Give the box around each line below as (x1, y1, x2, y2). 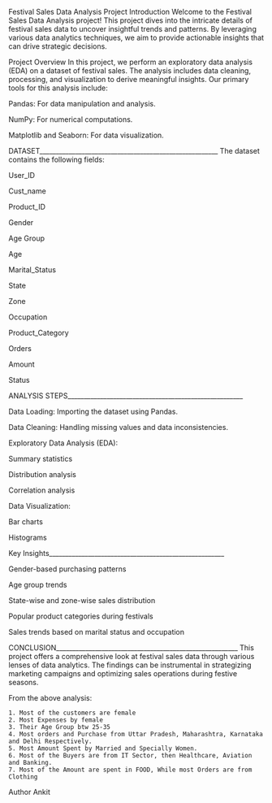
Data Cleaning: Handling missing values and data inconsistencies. (8, 423, 229, 432)
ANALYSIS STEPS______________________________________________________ (8, 391, 244, 401)
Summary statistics (8, 454, 73, 463)
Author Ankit (8, 788, 50, 796)
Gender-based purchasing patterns (8, 564, 127, 574)
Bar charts (8, 517, 43, 527)
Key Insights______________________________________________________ (8, 549, 225, 558)
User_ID (8, 171, 35, 180)
